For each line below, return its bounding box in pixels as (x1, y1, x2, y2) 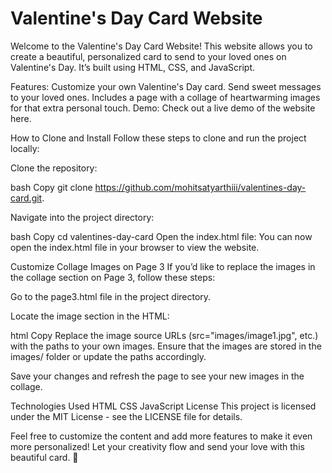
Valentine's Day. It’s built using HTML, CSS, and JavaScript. (10, 61, 256, 73)
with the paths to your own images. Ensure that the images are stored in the (10, 340, 322, 352)
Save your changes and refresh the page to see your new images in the (10, 370, 305, 382)
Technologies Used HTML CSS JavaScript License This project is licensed (10, 400, 317, 412)
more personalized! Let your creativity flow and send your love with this (10, 440, 305, 452)
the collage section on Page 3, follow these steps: (10, 271, 216, 283)
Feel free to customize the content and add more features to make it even (10, 430, 313, 442)
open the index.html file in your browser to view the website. (10, 241, 260, 253)
